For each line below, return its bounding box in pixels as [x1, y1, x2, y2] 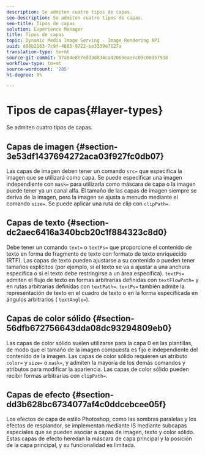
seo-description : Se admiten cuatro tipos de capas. [6, 15, 144, 21]
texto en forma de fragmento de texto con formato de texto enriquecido [6, 250, 187, 258]
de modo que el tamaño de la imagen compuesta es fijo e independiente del [6, 346, 198, 353]
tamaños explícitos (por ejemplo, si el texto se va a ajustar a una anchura [6, 263, 190, 270]
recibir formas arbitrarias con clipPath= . [6, 372, 108, 379]
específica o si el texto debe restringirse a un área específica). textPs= [6, 269, 185, 277]
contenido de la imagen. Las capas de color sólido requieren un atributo [6, 352, 188, 359]
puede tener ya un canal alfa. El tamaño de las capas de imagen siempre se [6, 187, 197, 194]
